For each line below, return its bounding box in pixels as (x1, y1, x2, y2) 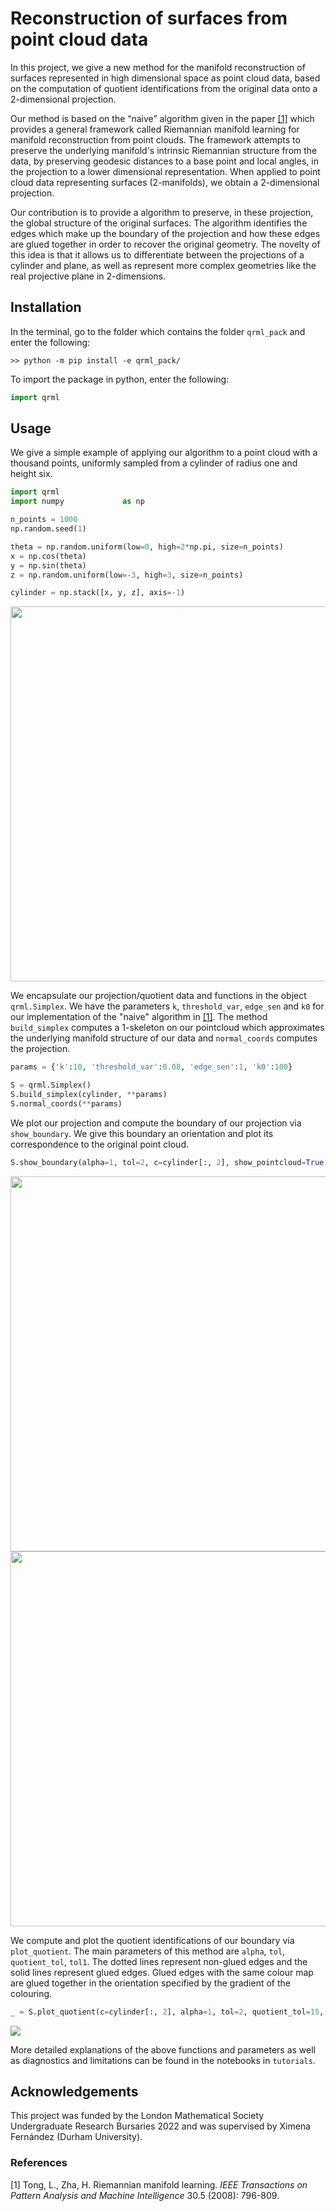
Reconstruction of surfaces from (10, 7, 288, 30)
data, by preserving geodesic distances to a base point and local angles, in (10, 155, 319, 167)
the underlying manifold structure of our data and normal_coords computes (10, 1032, 318, 1044)
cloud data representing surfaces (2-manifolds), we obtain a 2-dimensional (10, 176, 320, 188)
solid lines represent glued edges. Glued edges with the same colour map (10, 1966, 314, 1978)
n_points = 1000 (10, 515, 78, 525)
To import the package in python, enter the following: (10, 373, 230, 385)
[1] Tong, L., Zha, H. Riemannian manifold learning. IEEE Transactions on (10, 2178, 308, 2191)
